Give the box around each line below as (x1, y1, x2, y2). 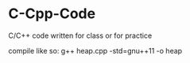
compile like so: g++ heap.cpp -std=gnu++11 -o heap (8, 46, 183, 55)
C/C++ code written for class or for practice (8, 31, 153, 40)
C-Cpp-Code (8, 5, 96, 23)
